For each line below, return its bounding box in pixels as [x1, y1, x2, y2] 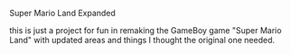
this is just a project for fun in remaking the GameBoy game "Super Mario [9, 25, 282, 35]
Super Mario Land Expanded [9, 8, 116, 18]
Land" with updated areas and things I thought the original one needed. [9, 35, 276, 45]
